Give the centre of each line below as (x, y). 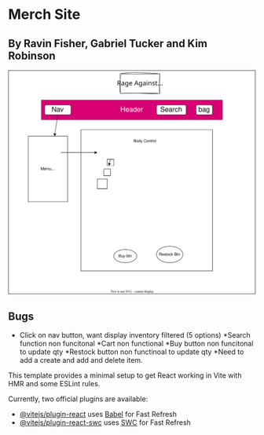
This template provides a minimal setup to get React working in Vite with (125, 375)
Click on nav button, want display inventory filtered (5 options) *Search (135, 335)
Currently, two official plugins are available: (78, 399)
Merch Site (44, 15)
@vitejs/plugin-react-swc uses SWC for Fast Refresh (105, 422)
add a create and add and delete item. (81, 360)
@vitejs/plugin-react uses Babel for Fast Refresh (98, 415)
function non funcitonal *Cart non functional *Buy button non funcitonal (136, 344)
